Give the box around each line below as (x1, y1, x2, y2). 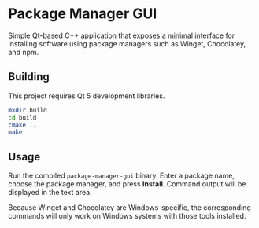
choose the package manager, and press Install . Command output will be (8, 179, 246, 189)
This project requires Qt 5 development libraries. (8, 91, 165, 101)
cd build (8, 113, 37, 122)
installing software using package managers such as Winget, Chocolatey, (8, 39, 246, 48)
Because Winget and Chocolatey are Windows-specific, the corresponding (8, 203, 252, 212)
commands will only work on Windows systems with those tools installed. (8, 211, 246, 221)
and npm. (8, 47, 39, 57)
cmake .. (8, 121, 37, 129)
